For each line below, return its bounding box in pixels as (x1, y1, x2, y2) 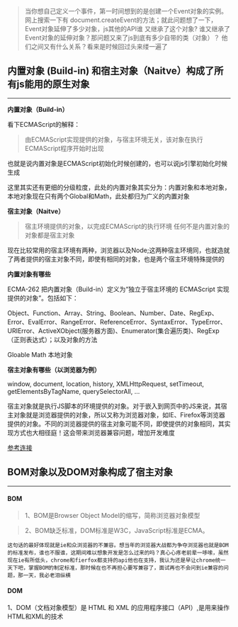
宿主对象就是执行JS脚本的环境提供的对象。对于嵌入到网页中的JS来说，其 (7, 402, 221, 410)
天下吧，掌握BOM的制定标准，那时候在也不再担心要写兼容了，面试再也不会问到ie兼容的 (7, 564, 224, 571)
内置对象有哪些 (7, 269, 51, 278)
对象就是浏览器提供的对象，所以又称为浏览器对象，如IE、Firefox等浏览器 (13, 410, 225, 419)
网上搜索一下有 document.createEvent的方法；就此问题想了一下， (24, 16, 217, 24)
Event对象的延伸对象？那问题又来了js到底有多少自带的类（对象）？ (24, 33, 220, 42)
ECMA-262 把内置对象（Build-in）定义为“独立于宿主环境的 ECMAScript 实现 (7, 285, 229, 293)
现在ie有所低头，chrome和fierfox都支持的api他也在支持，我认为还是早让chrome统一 (7, 556, 226, 564)
